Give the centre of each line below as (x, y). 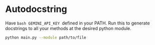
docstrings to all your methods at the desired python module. (68, 28)
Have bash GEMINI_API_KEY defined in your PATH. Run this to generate (77, 23)
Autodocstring (36, 9)
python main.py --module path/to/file (46, 37)
